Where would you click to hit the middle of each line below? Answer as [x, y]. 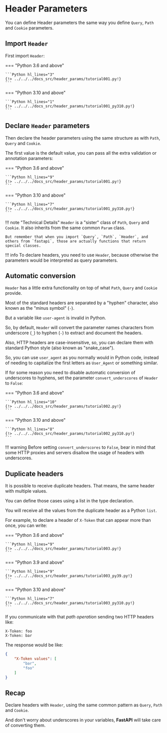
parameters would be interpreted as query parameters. [62, 260]
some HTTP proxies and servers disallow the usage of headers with [75, 453]
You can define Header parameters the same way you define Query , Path [80, 23]
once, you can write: [26, 525]
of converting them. [25, 725]
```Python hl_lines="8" [30, 429]
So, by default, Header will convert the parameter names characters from [80, 328]
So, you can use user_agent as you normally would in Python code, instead [82, 358]
